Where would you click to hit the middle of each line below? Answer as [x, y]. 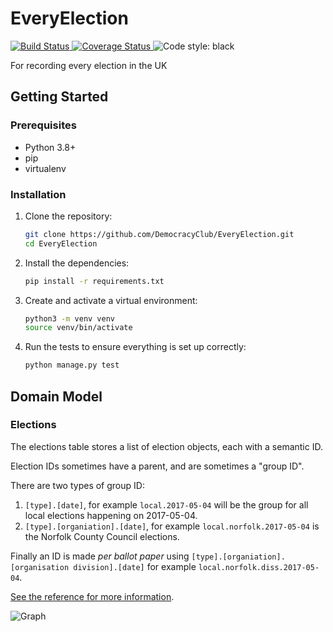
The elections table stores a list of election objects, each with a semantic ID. [166, 446]
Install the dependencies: [77, 263]
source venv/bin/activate [78, 328]
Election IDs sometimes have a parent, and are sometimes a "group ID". [157, 466]
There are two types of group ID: [77, 485]
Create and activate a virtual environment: [111, 300]
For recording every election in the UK [89, 65]
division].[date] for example [135, 566]
